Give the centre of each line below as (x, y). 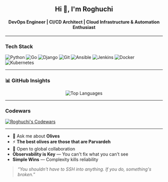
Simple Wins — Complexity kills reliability (55, 159)
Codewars (18, 111)
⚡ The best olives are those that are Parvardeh (61, 142)
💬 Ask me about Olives (36, 136)
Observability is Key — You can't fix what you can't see (70, 154)
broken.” (26, 174)
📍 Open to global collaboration (44, 149)
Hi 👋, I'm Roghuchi (84, 9)
